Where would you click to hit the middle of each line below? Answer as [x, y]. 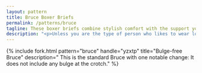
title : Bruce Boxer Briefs [40, 17]
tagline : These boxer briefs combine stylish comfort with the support [98, 28]
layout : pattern [26, 12]
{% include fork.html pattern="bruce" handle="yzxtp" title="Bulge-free [94, 51]
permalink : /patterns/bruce [41, 23]
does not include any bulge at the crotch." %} [63, 64]
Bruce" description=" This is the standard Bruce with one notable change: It [100, 57]
